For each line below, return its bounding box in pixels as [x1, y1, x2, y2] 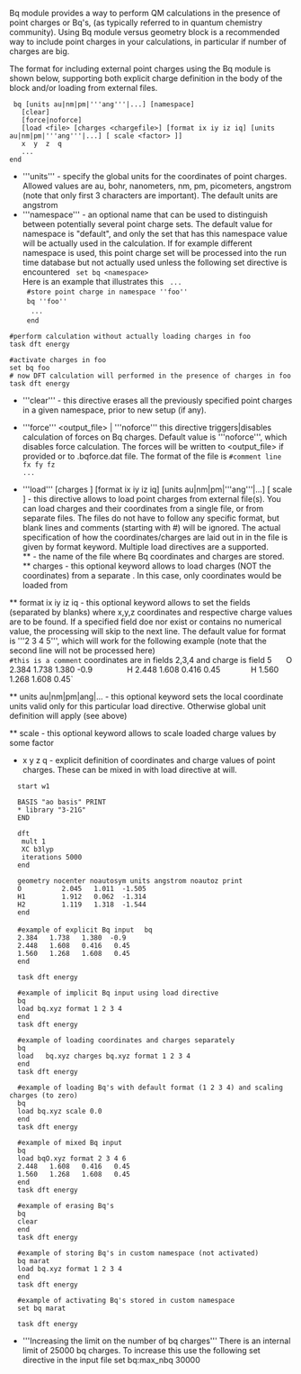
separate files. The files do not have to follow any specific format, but [22, 513, 280, 523]
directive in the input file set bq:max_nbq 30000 [22, 1355, 200, 1365]
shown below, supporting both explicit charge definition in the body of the [9, 73, 283, 84]
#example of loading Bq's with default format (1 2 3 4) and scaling [17, 1083, 283, 1092]
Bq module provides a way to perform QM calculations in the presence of [9, 8, 281, 18]
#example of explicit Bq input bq [17, 925, 153, 934]
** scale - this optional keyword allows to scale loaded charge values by [9, 728, 277, 738]
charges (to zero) [9, 1091, 78, 1100]
